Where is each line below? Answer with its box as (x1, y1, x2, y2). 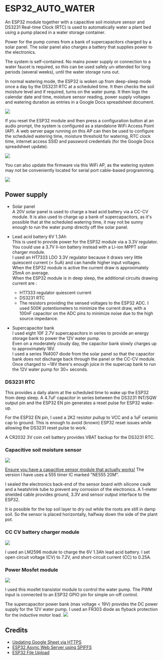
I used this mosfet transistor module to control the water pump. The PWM (5, 586, 152, 592)
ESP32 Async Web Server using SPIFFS (12, 644, 92, 650)
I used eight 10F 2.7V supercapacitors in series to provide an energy (12, 330, 149, 336)
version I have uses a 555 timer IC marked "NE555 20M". (5, 472, 119, 478)
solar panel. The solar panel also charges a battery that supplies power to (5, 44, 153, 50)
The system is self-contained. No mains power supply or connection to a (5, 58, 151, 64)
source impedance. (19, 315, 58, 321)
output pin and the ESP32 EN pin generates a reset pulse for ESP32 (5, 400, 140, 406)
